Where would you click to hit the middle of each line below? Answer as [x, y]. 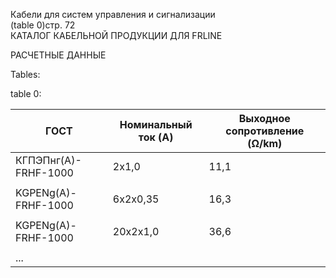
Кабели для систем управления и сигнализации [113, 14]
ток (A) [156, 137]
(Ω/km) [265, 143]
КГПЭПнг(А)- [48, 160]
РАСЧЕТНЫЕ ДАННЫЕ [58, 55]
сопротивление [265, 131]
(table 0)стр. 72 [43, 25]
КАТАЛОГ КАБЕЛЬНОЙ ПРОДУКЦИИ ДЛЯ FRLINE [116, 35]
